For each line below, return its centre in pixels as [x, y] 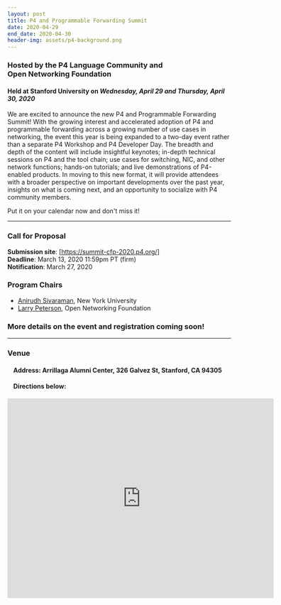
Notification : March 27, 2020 [50, 266]
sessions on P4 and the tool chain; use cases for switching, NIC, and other [116, 160]
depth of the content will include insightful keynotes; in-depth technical [111, 152]
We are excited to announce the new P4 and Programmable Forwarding [112, 114]
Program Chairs [35, 285]
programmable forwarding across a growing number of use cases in [107, 129]
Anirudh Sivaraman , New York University [77, 300]
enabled [19, 175]
